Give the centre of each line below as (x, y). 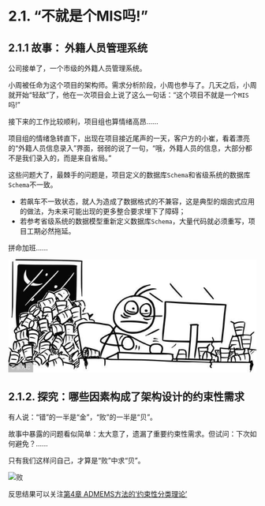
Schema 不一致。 (33, 185)
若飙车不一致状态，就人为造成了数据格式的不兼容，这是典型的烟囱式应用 (137, 201)
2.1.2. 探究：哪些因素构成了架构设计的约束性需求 (126, 397)
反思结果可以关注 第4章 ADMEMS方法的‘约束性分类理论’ (98, 493)
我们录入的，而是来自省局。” (67, 158)
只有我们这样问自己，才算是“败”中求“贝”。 (77, 460)
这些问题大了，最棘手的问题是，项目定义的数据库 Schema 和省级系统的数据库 (129, 175)
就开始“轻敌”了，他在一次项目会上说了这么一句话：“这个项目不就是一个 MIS (129, 95)
